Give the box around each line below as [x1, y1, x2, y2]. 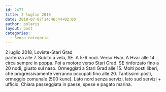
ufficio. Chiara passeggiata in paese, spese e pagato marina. [5, 81, 132, 87]
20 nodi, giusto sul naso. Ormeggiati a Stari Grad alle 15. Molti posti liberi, [5, 65, 158, 71]
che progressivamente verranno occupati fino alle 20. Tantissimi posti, [5, 70, 152, 76]
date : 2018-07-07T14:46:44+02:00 [5, 17, 76, 22]
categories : [5, 31, 30, 36]
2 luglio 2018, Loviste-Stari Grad [5, 49, 73, 55]
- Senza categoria [10, 36, 49, 41]
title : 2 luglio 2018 [5, 12, 51, 17]
